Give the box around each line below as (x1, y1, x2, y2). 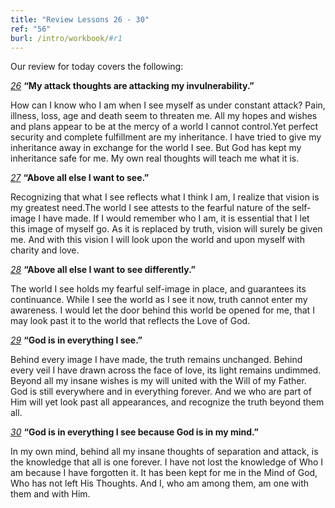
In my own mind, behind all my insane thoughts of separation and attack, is (10, 446, 319, 458)
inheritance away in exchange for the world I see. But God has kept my (10, 142, 302, 154)
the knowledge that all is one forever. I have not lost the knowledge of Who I (10, 456, 324, 468)
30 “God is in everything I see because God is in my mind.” (10, 426, 259, 438)
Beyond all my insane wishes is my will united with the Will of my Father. (10, 375, 307, 387)
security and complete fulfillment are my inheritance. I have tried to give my (10, 131, 322, 143)
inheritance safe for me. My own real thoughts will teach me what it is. (10, 152, 300, 165)
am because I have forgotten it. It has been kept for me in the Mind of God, (10, 467, 318, 479)
